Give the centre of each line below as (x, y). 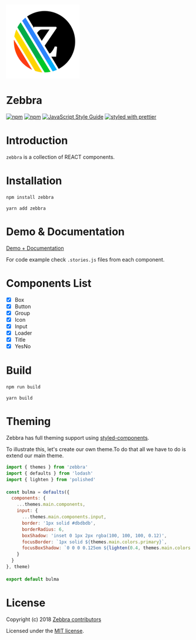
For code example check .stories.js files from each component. (85, 259)
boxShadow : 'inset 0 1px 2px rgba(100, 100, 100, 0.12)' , (94, 535)
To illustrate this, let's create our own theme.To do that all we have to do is (96, 449)
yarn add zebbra (26, 208)
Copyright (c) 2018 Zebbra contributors (54, 619)
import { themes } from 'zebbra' (47, 467)
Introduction (37, 141)
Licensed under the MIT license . (45, 631)
